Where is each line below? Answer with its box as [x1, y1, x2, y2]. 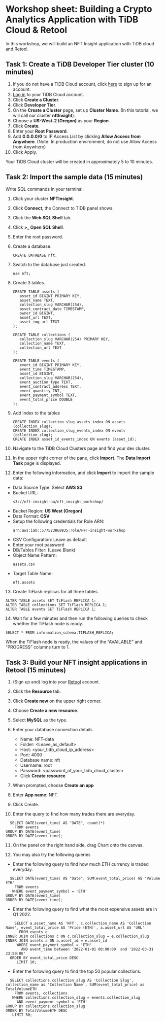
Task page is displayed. [12, 460, 61, 466]
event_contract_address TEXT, [19, 384, 82, 389]
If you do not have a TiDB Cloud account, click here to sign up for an [12, 81, 152, 87]
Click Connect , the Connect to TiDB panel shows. [12, 205, 114, 211]
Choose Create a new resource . [12, 708, 78, 714]
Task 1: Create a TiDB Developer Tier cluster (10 [5, 60, 155, 68]
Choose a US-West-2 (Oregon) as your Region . [12, 117, 110, 124]
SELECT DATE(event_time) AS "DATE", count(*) [10, 820, 105, 826]
